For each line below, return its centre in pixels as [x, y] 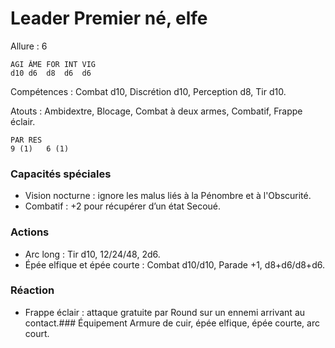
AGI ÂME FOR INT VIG [53, 64]
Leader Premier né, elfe [109, 18]
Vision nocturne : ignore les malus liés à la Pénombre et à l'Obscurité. [168, 196]
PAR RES [26, 140]
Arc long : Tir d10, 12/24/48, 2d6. [92, 254]
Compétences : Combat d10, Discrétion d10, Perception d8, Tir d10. [148, 91]
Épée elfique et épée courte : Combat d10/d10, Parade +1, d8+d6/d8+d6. [174, 264]
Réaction [32, 290]
